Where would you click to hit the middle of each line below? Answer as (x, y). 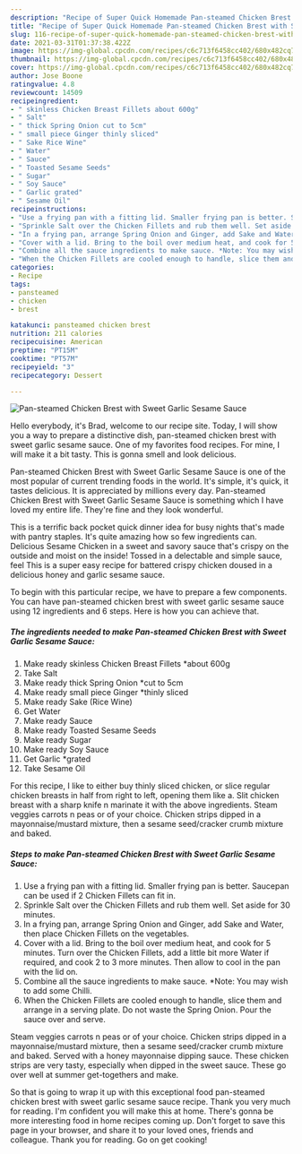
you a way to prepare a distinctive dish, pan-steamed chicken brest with (143, 435)
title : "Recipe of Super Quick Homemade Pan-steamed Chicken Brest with (149, 26)
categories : (32, 268)
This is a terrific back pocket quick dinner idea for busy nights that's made (147, 527)
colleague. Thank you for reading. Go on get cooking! (109, 1140)
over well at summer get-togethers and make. (95, 1075)
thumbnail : (30, 59)
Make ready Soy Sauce (66, 750)
